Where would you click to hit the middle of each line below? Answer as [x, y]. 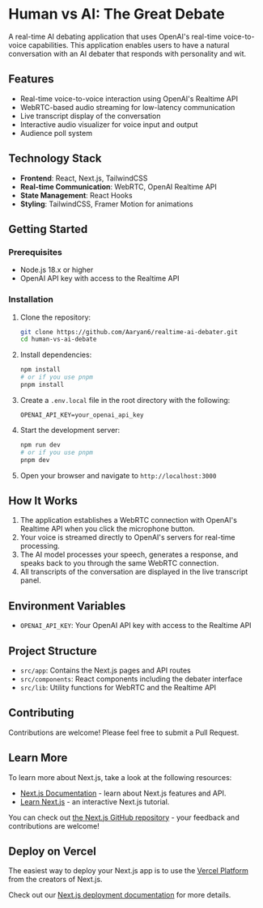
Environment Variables [67, 606]
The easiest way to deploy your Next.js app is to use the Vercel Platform [129, 871]
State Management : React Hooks [76, 195]
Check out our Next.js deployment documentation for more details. [120, 895]
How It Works [43, 501]
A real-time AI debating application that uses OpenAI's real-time [115, 36]
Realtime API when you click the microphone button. [107, 529]
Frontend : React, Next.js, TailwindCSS [84, 178]
